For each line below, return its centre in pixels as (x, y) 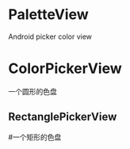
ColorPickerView (65, 69)
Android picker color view (50, 36)
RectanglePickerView (63, 117)
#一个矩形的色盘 (35, 137)
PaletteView (48, 15)
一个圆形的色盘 (32, 91)
